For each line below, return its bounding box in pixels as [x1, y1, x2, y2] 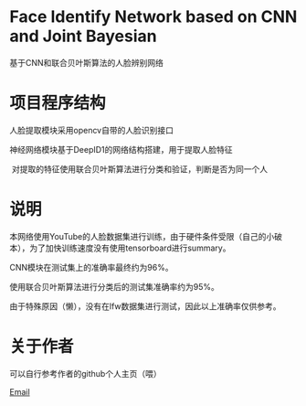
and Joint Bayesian [9, 26, 157, 47]
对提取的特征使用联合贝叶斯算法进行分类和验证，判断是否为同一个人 [11, 163, 268, 175]
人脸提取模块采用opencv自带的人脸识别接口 [9, 124, 174, 135]
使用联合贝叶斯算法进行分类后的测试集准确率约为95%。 [9, 281, 219, 292]
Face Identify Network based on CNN [9, 6, 298, 27]
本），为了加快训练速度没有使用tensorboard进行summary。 [9, 242, 231, 253]
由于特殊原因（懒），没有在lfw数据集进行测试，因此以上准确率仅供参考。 [9, 300, 281, 312]
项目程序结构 [9, 93, 107, 113]
